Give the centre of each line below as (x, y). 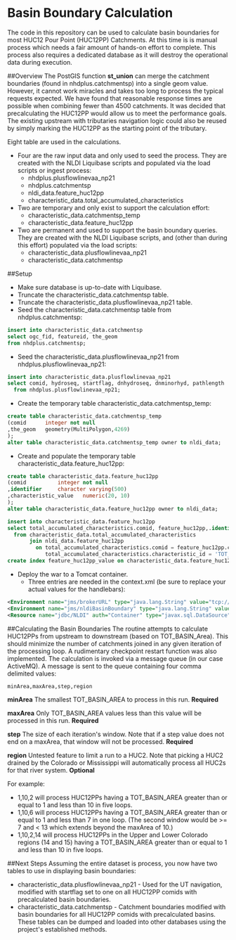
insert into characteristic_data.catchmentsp (75, 330)
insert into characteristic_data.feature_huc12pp (81, 522)
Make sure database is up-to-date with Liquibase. (90, 287)
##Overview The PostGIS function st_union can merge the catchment (108, 76)
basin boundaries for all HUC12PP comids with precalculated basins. (117, 914)
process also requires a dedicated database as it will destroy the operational (118, 55)
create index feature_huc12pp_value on (66, 561)
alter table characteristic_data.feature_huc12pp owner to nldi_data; (113, 509)
